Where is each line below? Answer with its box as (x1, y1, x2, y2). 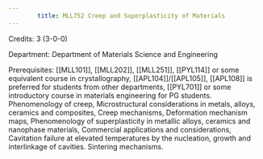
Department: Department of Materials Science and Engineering (8, 49, 218, 59)
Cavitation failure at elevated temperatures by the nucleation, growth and (8, 133, 252, 143)
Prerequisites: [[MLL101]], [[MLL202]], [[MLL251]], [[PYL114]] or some (8, 65, 240, 75)
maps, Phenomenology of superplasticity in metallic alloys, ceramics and (8, 116, 251, 125)
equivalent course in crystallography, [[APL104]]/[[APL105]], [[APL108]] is (8, 73, 253, 83)
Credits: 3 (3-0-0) (8, 34, 69, 43)
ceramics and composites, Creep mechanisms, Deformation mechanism (8, 108, 248, 117)
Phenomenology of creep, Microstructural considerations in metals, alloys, (8, 99, 256, 108)
